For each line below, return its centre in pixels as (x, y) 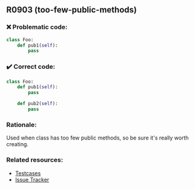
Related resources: (35, 160)
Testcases (28, 173)
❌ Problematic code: (37, 27)
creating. (18, 144)
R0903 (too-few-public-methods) (72, 10)
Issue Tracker (32, 179)
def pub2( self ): (38, 104)
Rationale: (21, 124)
